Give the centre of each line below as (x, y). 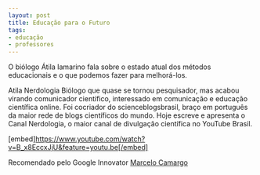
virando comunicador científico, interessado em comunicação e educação (128, 99)
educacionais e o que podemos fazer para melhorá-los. (98, 75)
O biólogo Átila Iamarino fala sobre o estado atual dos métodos (110, 67)
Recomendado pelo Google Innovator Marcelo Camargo (98, 162)
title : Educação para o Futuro (59, 23)
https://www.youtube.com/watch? (90, 139)
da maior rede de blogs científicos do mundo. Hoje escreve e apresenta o (126, 115)
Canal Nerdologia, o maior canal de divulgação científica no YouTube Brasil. (130, 124)
